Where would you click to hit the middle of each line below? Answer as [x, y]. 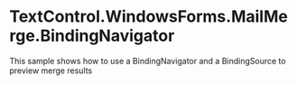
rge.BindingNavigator [92, 36]
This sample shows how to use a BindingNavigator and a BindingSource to [148, 61]
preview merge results [51, 71]
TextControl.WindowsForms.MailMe [149, 17]
